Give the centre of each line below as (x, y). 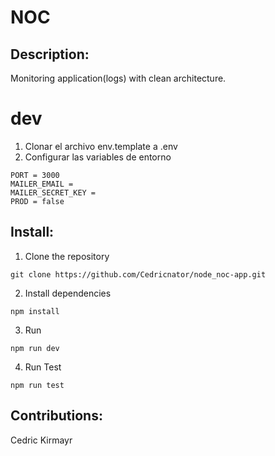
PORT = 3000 (35, 175)
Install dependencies (68, 293)
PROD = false (37, 201)
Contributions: (56, 416)
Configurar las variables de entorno (98, 157)
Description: (50, 54)
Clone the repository (67, 256)
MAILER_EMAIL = (42, 184)
